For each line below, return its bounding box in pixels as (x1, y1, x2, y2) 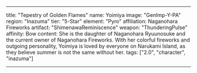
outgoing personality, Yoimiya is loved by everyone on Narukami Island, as (6, 43, 186, 50)
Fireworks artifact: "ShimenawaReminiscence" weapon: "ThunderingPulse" (6, 24, 188, 31)
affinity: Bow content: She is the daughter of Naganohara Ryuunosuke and (6, 30, 186, 37)
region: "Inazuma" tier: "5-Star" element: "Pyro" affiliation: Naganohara (6, 18, 178, 25)
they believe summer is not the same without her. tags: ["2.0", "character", (6, 49, 186, 55)
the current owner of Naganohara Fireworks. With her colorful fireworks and (6, 36, 191, 43)
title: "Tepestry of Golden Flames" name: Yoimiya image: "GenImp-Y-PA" (6, 12, 181, 18)
